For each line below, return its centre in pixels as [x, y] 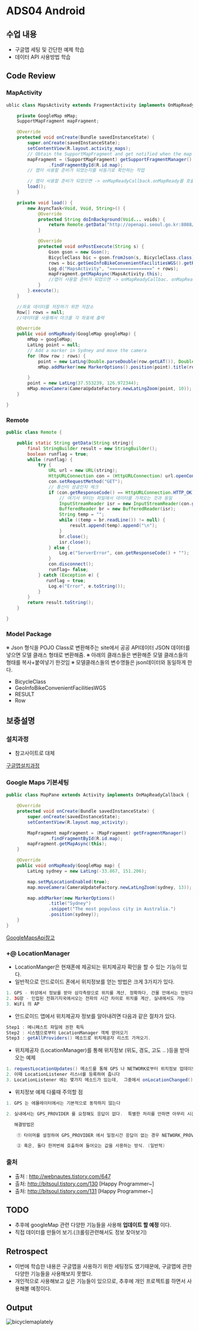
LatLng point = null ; [54, 345]
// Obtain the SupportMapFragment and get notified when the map [110, 154]
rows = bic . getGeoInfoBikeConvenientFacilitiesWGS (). [116, 263]
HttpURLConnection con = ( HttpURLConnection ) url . [112, 476]
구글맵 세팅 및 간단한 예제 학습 [49, 49]
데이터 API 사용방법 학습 [43, 57]
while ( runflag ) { [50, 459]
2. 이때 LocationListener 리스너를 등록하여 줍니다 [63, 1075]
